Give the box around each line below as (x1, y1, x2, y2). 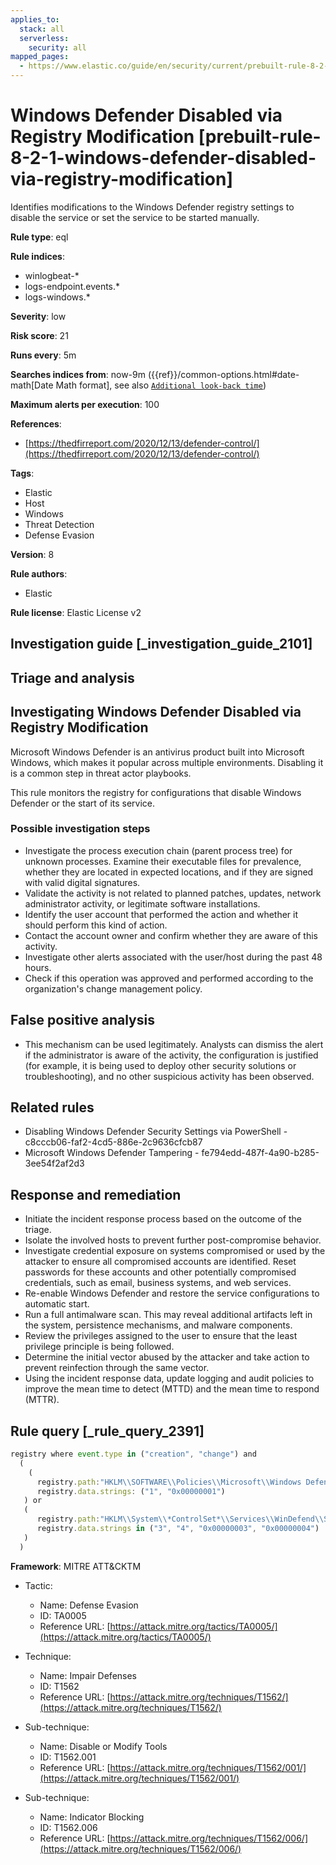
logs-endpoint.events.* (24, 280, 121, 292)
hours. (24, 961, 52, 973)
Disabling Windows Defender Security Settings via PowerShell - (24, 1126, 288, 1138)
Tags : (10, 467, 35, 479)
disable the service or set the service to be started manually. (10, 211, 260, 223)
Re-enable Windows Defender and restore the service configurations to (24, 1287, 320, 1300)
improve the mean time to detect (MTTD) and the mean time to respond (24, 1383, 320, 1395)
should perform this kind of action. (24, 919, 168, 931)
